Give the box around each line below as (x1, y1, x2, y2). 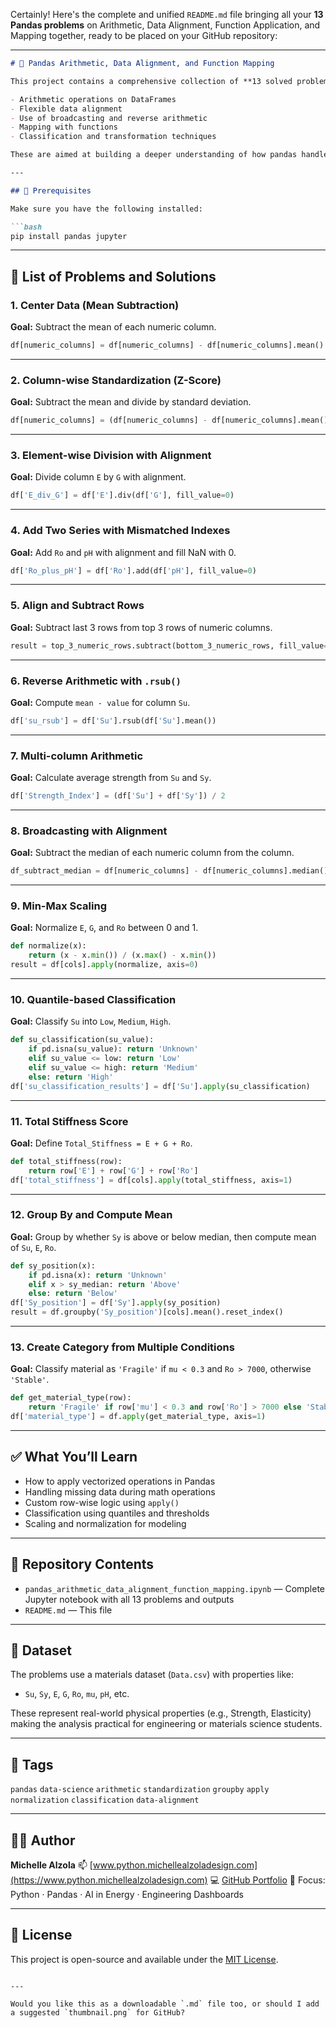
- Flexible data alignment (10, 104, 123, 114)
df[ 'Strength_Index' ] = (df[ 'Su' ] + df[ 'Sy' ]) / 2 (10, 791, 226, 801)
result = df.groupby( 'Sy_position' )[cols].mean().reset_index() (10, 1307, 284, 1318)
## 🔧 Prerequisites (10, 185, 92, 196)
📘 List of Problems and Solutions (10, 268, 217, 285)
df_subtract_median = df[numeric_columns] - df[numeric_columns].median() (10, 866, 329, 876)
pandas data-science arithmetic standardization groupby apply (10, 1785, 270, 1795)
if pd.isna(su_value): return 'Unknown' (28, 1044, 199, 1054)
